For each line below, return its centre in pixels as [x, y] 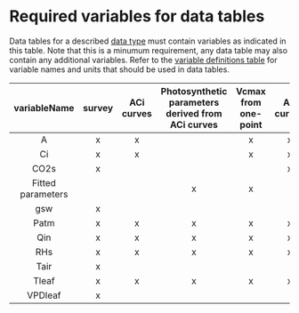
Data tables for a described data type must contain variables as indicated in [148, 41]
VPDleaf [44, 295]
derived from [194, 113]
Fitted [44, 182]
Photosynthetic [194, 91]
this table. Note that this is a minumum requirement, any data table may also [148, 50]
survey [98, 108]
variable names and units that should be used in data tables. [119, 69]
